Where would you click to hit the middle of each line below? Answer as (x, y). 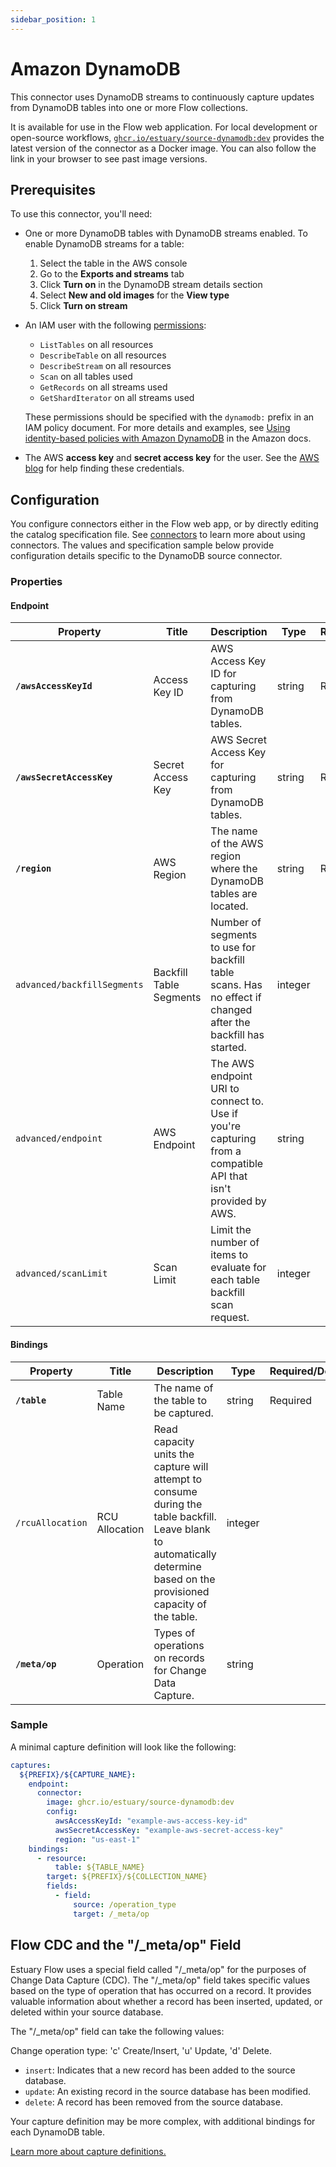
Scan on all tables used (86, 377)
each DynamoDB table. (58, 2132)
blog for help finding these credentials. (104, 468)
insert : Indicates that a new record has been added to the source (160, 2070)
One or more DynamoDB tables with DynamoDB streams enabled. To (166, 233)
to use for (233, 948)
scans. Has (236, 985)
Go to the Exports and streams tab (112, 274)
